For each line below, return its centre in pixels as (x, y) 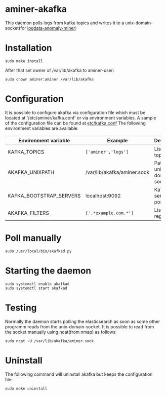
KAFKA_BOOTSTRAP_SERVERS (44, 196)
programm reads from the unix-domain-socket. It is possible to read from (80, 326)
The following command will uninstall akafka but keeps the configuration (79, 374)
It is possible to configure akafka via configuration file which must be (75, 113)
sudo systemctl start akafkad (36, 288)
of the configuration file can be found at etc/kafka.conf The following (75, 123)
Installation (29, 48)
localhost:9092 (103, 196)
